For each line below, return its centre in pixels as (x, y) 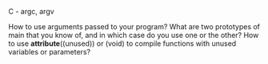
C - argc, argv (31, 11)
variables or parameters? (49, 52)
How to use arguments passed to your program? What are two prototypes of (134, 26)
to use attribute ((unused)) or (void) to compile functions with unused (122, 43)
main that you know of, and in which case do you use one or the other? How (134, 35)
